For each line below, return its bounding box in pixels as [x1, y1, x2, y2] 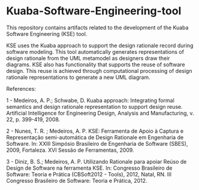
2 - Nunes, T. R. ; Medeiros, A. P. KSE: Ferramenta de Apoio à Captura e [6, 127, 184, 134]
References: [6, 85, 36, 92]
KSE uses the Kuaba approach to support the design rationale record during [6, 42, 194, 49]
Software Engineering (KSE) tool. [6, 30, 88, 37]
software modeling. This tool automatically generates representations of [6, 48, 185, 55]
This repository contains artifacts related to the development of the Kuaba [6, 24, 189, 31]
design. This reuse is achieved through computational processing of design [6, 67, 192, 74]
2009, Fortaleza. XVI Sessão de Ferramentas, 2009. [6, 146, 134, 154]
